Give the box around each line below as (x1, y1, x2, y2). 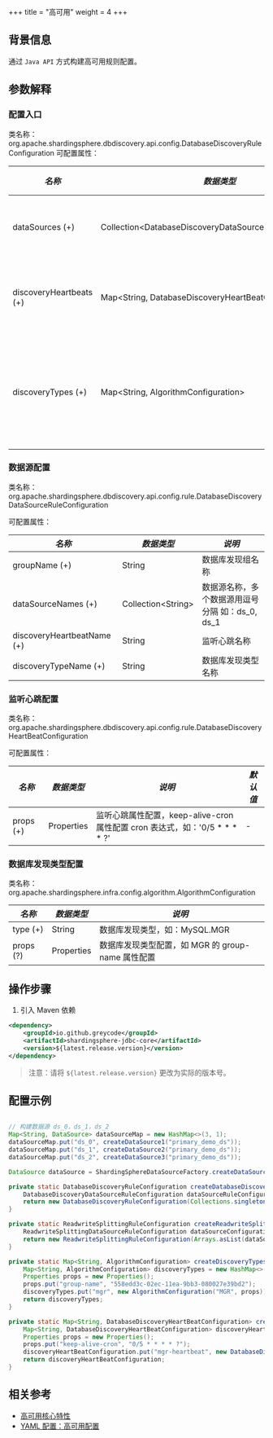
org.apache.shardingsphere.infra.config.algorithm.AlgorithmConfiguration (8, 887, 256, 898)
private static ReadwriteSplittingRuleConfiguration (8, 1220, 191, 1229)
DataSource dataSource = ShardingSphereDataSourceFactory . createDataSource (8, 1168, 271, 1176)
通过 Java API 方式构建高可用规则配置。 (8, 56, 142, 66)
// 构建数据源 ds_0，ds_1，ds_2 (8, 1123, 110, 1131)
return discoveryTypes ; (23, 1295, 104, 1304)
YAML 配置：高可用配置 (19, 1421, 100, 1431)
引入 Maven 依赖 (19, 1005, 76, 1015)
